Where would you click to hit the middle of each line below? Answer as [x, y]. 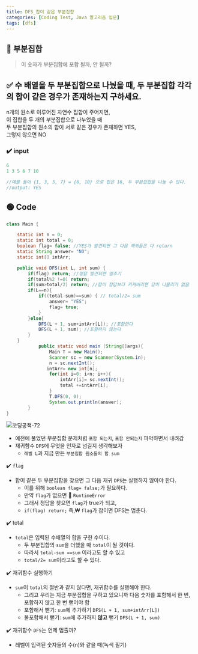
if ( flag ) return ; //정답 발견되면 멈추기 [75, 274]
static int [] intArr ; [44, 257]
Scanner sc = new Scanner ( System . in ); [97, 357]
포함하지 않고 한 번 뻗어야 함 [57, 602]
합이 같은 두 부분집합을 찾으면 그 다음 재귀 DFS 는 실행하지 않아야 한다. [96, 480]
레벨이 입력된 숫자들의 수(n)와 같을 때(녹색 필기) [71, 645]
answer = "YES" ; [68, 302]
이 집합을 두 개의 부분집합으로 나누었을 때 [54, 120]
